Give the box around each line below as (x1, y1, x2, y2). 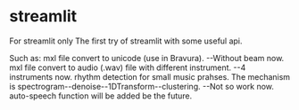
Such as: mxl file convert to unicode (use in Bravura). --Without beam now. (9, 52, 285, 63)
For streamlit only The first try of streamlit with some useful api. (9, 35, 243, 46)
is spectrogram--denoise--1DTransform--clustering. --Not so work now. (9, 81, 275, 91)
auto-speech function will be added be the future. (9, 90, 193, 101)
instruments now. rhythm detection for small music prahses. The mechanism (9, 71, 291, 82)
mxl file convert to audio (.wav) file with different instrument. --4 (9, 62, 246, 73)
